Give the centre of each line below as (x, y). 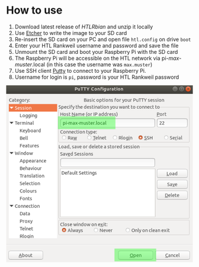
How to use (34, 10)
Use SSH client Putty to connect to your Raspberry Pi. (80, 70)
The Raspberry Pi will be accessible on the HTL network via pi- (92, 58)
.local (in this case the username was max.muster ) (92, 64)
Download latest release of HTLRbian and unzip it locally (84, 27)
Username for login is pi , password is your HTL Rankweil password (97, 77)
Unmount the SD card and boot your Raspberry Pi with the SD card (96, 52)
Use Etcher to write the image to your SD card (71, 33)
